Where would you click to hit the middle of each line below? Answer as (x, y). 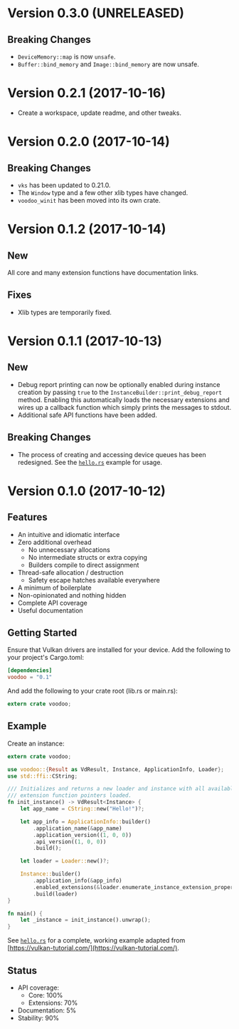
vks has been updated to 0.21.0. (64, 185)
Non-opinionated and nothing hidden (72, 595)
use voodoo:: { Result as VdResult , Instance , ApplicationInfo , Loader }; (116, 769)
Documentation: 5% (47, 1010)
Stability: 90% (38, 1018)
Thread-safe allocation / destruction (70, 572)
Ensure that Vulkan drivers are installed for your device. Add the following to (119, 650)
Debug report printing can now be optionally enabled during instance (119, 384)
